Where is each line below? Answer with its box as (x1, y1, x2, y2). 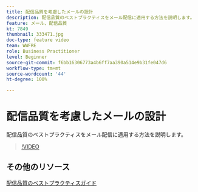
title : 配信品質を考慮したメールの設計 (6, 8, 94, 15)
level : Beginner (6, 54, 47, 60)
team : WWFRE (6, 43, 36, 49)
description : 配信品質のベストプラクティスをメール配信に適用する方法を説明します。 (6, 15, 195, 21)
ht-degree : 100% (6, 76, 47, 82)
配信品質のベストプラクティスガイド (6, 179, 97, 187)
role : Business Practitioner (6, 48, 80, 55)
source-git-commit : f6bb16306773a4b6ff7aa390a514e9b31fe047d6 (6, 59, 167, 65)
